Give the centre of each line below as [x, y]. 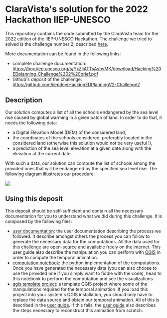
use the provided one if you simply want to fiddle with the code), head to [87, 273]
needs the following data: [31, 122]
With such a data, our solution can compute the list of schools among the [80, 163]
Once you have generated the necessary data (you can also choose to [84, 268]
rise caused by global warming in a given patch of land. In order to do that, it [83, 117]
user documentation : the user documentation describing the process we [86, 231]
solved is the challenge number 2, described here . [57, 44]
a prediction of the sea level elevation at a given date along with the [82, 148]
